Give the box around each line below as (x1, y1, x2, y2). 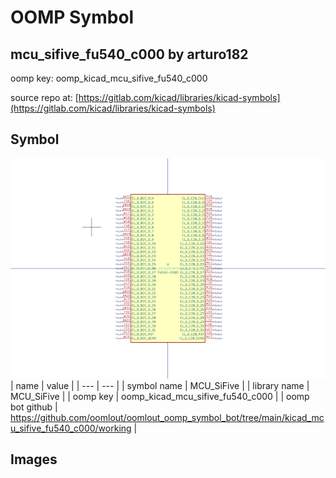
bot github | (10, 401, 58, 413)
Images (10, 451, 58, 468)
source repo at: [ (10, 92, 79, 103)
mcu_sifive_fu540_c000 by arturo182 (10, 46, 249, 63)
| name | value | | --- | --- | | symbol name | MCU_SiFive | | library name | (10, 379, 310, 391)
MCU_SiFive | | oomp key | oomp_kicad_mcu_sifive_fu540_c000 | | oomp (10, 390, 310, 402)
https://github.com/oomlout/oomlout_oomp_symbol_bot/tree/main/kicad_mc (10, 411, 325, 423)
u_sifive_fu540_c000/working (10, 422, 132, 434)
